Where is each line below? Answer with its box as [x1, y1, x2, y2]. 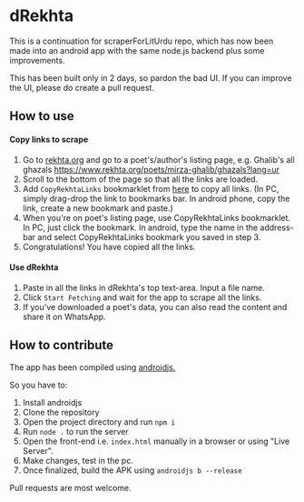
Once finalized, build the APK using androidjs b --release [22, 465, 242, 476]
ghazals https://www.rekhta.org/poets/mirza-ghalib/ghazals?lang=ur [22, 164, 279, 175]
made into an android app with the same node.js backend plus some [9, 45, 265, 55]
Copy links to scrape [9, 134, 89, 145]
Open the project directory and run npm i [22, 416, 175, 427]
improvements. [9, 55, 65, 65]
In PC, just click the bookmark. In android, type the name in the [22, 222, 259, 233]
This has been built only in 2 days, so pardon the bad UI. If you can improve [9, 72, 292, 83]
